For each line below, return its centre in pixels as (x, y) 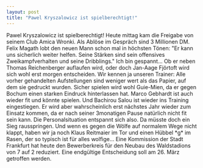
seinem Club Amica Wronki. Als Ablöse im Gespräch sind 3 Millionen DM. (98, 42)
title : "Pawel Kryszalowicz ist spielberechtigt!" (72, 18)
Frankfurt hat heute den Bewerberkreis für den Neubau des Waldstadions (98, 145)
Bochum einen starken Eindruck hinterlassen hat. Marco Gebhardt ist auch (100, 93)
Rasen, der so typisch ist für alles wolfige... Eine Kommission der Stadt (95, 139)
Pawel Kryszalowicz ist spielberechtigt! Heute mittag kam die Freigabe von (100, 35)
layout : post (23, 12)
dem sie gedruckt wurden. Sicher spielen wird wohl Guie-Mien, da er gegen (101, 87)
